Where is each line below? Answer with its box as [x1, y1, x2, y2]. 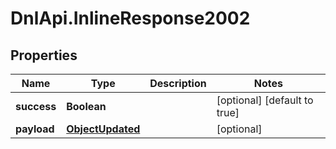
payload [15, 122, 55, 136]
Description [149, 77, 207, 90]
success [15, 100, 57, 113]
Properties [10, 47, 78, 64]
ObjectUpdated [66, 122, 141, 136]
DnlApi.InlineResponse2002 [10, 7, 251, 30]
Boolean [66, 100, 107, 113]
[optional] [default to [216, 93, 314, 107]
